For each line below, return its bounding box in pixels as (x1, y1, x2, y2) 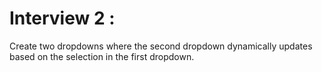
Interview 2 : (9, 7, 116, 30)
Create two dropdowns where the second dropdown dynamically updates (9, 40, 313, 52)
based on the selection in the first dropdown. (9, 50, 195, 62)
